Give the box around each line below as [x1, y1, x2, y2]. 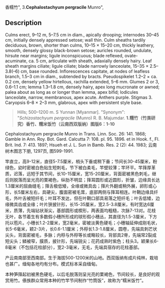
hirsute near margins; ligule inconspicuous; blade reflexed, [5, 52, 124, 58]
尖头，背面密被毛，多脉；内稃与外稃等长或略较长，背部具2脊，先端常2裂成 [5, 232, 157, 238]
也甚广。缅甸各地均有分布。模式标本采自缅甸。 [5, 261, 100, 266]
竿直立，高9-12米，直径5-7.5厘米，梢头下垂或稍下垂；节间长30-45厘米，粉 [5, 158, 158, 164]
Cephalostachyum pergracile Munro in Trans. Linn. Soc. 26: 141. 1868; [5, 131, 146, 136]
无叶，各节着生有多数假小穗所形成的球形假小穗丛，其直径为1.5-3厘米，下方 [5, 213, 157, 219]
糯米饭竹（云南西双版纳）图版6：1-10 [38, 121, 115, 127]
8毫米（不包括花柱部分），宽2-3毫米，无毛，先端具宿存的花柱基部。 [5, 244, 142, 250]
